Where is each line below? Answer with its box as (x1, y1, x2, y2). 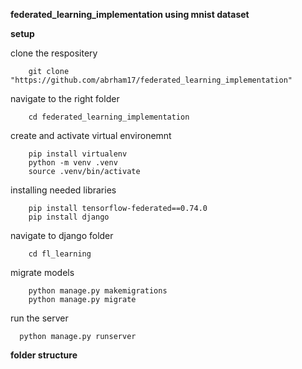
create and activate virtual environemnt (10, 130, 172, 141)
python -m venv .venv (28, 158, 118, 168)
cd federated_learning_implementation (28, 112, 190, 122)
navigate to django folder (10, 230, 114, 241)
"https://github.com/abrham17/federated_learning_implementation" (10, 75, 293, 85)
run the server (10, 312, 69, 324)
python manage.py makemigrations (28, 286, 168, 296)
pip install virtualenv (28, 149, 128, 159)
